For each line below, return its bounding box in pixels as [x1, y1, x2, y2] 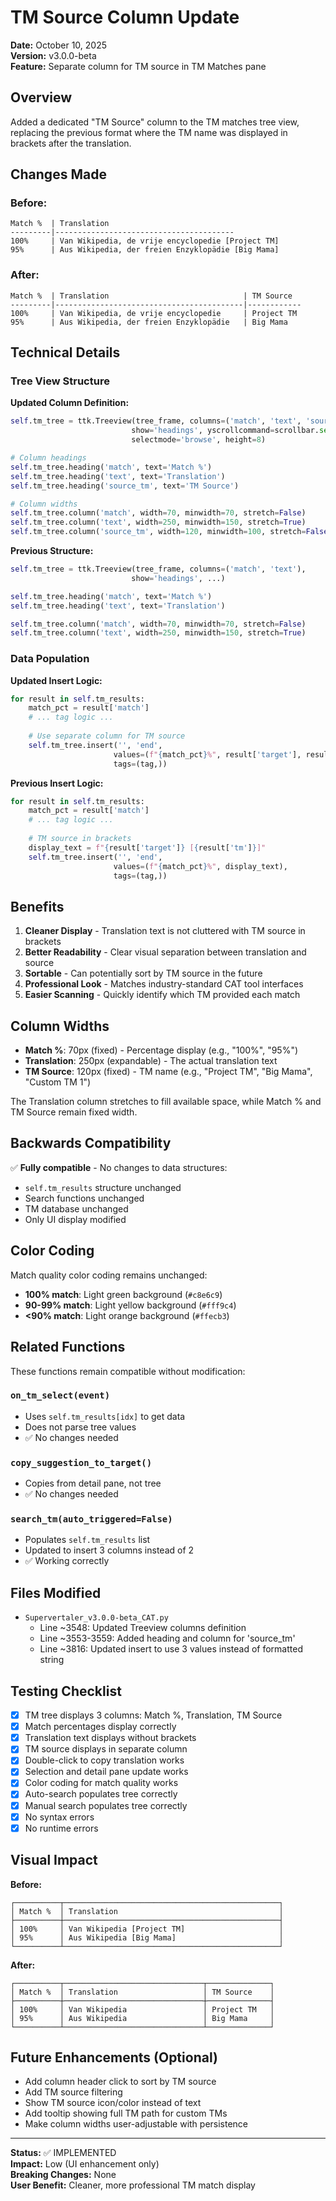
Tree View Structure [10, 374, 110, 388]
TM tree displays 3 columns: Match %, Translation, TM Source [24, 1709, 283, 1721]
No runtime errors [24, 1822, 99, 1834]
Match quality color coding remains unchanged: [10, 1269, 208, 1281]
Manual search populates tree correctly [24, 1799, 188, 1811]
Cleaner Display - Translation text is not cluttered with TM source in [24, 925, 306, 937]
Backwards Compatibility [10, 1135, 172, 1152]
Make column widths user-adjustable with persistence [24, 2118, 249, 2130]
